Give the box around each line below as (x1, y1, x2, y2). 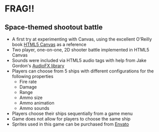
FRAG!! (4, 3, 34, 14)
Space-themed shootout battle (4, 23, 103, 31)
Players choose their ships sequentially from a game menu (11, 110, 133, 116)
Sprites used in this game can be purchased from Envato (11, 121, 129, 127)
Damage (19, 84, 37, 90)
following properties (11, 73, 53, 79)
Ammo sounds (19, 105, 49, 111)
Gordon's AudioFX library (11, 63, 64, 68)
